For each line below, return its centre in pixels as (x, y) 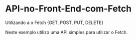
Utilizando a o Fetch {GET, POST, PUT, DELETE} (54, 22)
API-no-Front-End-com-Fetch (68, 9)
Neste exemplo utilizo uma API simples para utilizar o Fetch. (67, 32)
